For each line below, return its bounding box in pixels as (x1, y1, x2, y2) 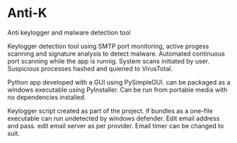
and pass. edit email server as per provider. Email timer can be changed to (7, 121, 224, 130)
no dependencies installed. (7, 93, 86, 101)
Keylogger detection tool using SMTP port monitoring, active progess (7, 42, 209, 50)
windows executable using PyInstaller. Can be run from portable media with (7, 85, 228, 94)
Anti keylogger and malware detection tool (7, 28, 131, 37)
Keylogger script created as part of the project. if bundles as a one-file (7, 106, 214, 115)
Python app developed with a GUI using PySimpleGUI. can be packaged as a (7, 77, 231, 86)
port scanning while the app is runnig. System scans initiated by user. (7, 56, 210, 65)
